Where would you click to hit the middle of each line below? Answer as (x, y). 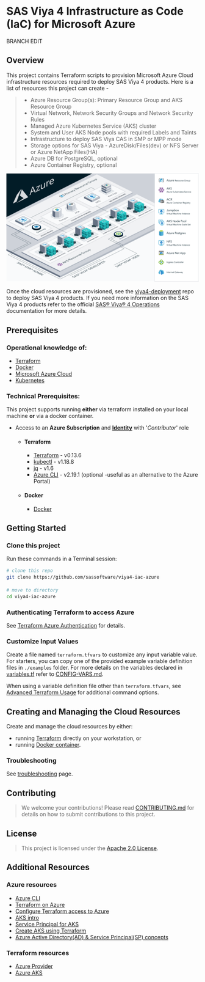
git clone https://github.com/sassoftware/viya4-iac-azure (83, 577)
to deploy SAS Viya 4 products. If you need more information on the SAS (98, 298)
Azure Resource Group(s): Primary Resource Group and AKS (106, 100)
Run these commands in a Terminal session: (62, 559)
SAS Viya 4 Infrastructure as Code (95, 11)
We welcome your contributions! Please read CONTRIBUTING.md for (108, 808)
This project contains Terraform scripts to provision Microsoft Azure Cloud (100, 75)
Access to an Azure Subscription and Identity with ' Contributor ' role (102, 428)
